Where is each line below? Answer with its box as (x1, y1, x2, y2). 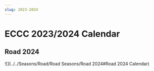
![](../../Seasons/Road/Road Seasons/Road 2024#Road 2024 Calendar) (4, 61, 150, 67)
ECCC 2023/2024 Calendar (4, 28, 120, 39)
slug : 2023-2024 (4, 7, 38, 12)
